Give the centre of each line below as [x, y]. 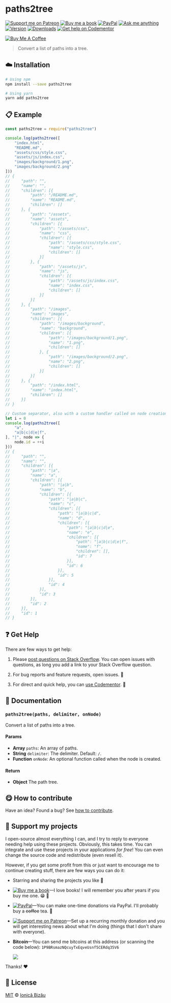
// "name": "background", [46, 328]
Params [13, 737]
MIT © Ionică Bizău [25, 995]
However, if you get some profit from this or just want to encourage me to [82, 865]
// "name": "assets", [37, 219]
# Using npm [18, 79]
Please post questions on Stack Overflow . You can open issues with [84, 659]
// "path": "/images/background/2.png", [67, 357]
